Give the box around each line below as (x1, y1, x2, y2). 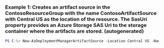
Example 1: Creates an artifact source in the (5, 4, 110, 11)
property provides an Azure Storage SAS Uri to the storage (5, 22, 147, 28)
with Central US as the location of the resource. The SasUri (5, 16, 147, 23)
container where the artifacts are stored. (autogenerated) (5, 28, 144, 35)
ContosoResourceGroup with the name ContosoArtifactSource (5, 10, 157, 16)
